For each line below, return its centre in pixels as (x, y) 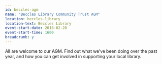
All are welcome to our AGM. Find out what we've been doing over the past (81, 51)
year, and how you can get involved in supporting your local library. (73, 56)
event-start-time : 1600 (30, 32)
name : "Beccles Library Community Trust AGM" (52, 14)
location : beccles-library (33, 19)
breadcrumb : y (20, 37)
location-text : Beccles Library (38, 23)
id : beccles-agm (22, 10)
